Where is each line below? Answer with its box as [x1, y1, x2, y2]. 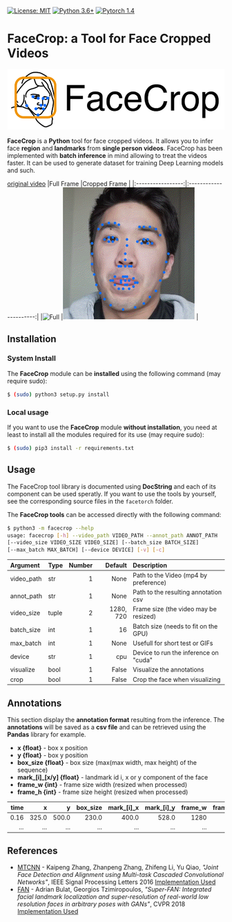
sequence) [17, 766, 48, 775]
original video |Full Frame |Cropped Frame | [7, 180, 131, 188]
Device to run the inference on [133, 649, 219, 657]
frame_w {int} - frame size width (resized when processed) [17, 781, 188, 789]
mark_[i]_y [144, 803, 176, 811]
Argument [10, 561, 40, 569]
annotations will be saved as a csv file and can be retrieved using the [7, 723, 206, 732]
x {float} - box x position [17, 744, 88, 752]
